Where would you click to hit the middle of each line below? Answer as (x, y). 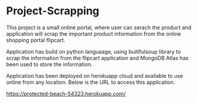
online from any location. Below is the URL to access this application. (91, 82)
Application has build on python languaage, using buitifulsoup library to (94, 51)
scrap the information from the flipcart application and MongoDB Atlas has (97, 58)
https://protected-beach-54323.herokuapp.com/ (66, 93)
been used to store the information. (49, 64)
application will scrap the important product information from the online (94, 33)
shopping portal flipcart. (36, 40)
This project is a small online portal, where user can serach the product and (99, 27)
